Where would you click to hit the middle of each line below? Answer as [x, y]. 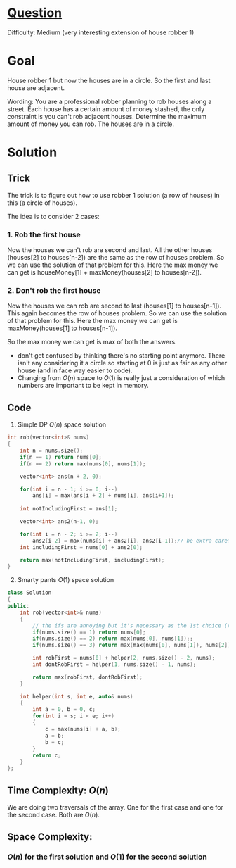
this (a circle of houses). [42, 203]
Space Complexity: [50, 837]
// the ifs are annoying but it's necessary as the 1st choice [127, 625]
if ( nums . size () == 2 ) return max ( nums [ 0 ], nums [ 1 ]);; [113, 639]
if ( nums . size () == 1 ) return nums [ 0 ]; [89, 632]
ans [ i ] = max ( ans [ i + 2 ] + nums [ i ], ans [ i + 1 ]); [103, 496]
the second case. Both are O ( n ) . [53, 814]
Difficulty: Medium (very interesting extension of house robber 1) [101, 32]
